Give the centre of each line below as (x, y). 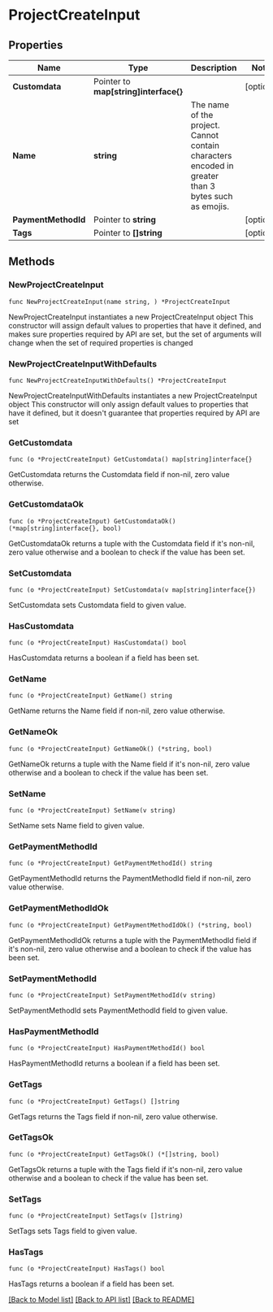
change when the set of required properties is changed (101, 342)
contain (205, 146)
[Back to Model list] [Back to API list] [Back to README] (102, 1300)
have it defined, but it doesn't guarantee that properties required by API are (134, 413)
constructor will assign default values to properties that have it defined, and (135, 325)
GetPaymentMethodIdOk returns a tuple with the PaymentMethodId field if (133, 940)
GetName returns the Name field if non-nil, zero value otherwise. (117, 711)
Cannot (205, 135)
